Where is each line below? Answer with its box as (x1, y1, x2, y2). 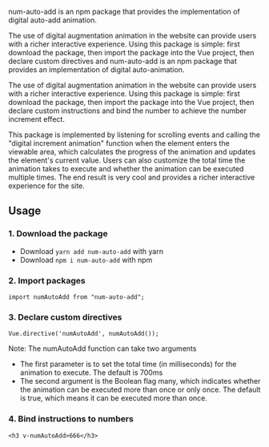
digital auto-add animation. (8, 15, 98, 25)
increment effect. (8, 115, 66, 123)
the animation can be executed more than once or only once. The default (19, 385, 261, 395)
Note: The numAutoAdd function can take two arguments (8, 344, 197, 353)
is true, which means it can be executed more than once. (19, 393, 208, 403)
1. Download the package (8, 228, 108, 240)
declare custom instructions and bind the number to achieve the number (8, 106, 247, 115)
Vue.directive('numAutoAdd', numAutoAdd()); (8, 330, 159, 338)
